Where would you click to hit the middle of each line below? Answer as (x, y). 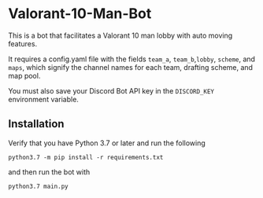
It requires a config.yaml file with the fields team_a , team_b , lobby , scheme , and (132, 59)
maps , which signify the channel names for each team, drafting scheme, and (131, 67)
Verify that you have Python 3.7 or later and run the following (107, 143)
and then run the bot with (49, 172)
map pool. (24, 75)
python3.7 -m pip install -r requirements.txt (86, 157)
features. (23, 43)
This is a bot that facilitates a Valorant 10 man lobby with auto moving (120, 35)
